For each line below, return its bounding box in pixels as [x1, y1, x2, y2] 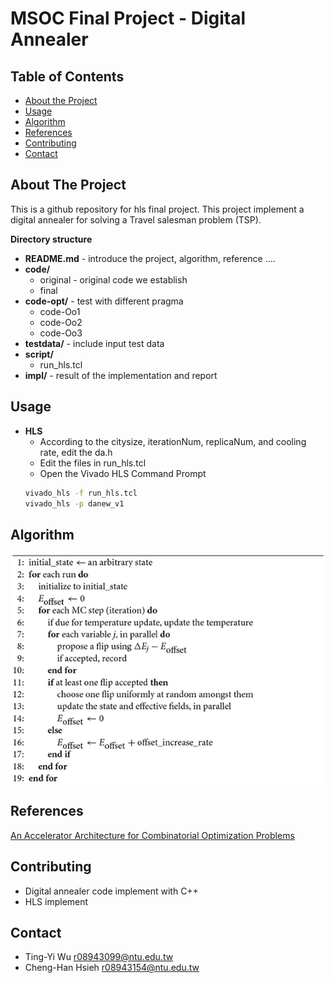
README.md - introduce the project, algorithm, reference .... [24, 252, 276, 264]
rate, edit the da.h [39, 446, 113, 458]
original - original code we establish [39, 273, 188, 286]
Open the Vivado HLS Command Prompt [39, 467, 207, 479]
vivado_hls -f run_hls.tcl [24, 488, 138, 498]
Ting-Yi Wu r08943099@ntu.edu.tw [24, 951, 174, 963]
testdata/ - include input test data [24, 337, 165, 349]
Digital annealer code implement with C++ [24, 885, 199, 897]
